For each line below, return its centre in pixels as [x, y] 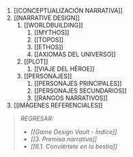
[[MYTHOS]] [51, 32]
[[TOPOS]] [48, 40]
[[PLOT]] [36, 61]
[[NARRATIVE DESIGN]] [46, 18]
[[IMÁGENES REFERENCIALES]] [58, 105]
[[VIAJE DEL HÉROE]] [64, 69]
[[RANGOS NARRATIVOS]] [71, 98]
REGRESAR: [37, 119]
